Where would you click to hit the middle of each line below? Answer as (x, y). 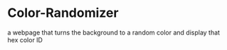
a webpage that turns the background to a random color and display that (114, 32)
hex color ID (25, 39)
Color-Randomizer (63, 13)
